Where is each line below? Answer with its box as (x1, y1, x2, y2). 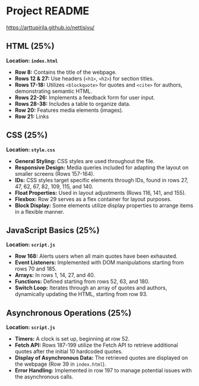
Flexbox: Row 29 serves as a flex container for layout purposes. (14, 195, 172, 203)
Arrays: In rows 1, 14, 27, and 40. (14, 272, 96, 279)
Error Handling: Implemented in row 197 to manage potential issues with (14, 367, 192, 374)
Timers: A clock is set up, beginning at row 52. (14, 335, 130, 343)
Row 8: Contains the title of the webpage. (14, 69, 117, 76)
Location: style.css (6, 146, 55, 153)
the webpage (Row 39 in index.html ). (14, 360, 106, 368)
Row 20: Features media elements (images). (14, 106, 124, 114)
